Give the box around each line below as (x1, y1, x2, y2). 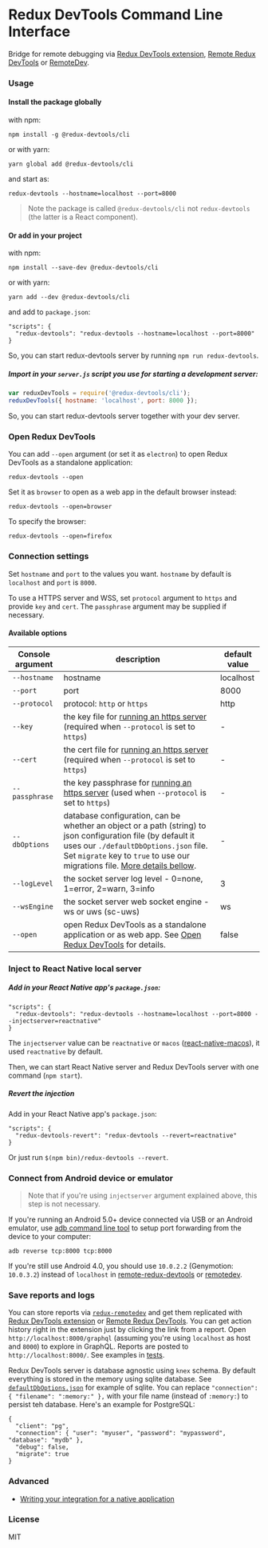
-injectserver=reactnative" (8, 1017, 102, 1025)
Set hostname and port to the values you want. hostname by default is (8, 569, 232, 578)
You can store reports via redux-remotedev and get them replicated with (8, 1308, 242, 1318)
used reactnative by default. (8, 1046, 104, 1056)
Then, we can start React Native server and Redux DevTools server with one (8, 1062, 259, 1071)
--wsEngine (12, 902, 53, 911)
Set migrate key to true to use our (63, 850, 190, 861)
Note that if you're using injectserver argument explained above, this (27, 1190, 258, 1200)
